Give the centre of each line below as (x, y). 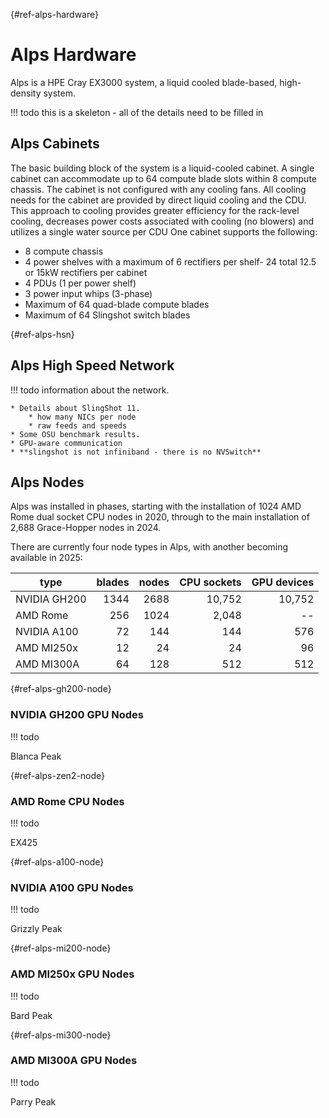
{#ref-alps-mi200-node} (61, 948)
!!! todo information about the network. (90, 390)
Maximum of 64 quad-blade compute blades (117, 304)
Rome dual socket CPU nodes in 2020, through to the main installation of (160, 517)
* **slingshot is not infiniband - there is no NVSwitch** (136, 452)
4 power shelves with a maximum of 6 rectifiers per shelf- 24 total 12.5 (170, 261)
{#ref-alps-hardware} (54, 14)
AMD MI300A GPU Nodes (74, 1061)
